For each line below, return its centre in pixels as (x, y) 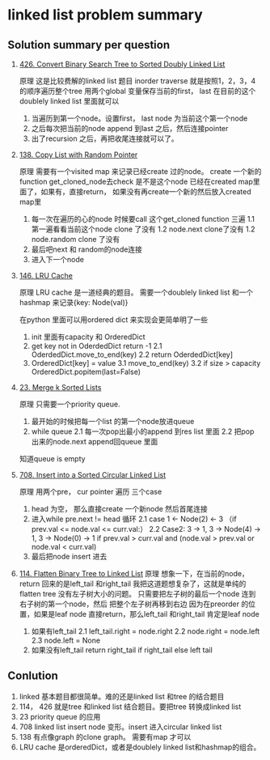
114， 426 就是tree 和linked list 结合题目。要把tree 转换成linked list (130, 707)
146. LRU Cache (46, 276)
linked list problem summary (105, 15)
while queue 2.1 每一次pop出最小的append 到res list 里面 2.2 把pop (143, 431)
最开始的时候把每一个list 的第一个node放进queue (113, 421)
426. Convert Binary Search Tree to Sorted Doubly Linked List (122, 64)
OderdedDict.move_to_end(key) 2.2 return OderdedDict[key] (132, 355)
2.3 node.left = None (66, 640)
